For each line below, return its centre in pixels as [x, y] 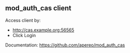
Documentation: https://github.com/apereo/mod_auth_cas [65, 45]
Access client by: [23, 20]
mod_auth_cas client [38, 8]
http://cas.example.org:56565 [43, 30]
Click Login [24, 35]
